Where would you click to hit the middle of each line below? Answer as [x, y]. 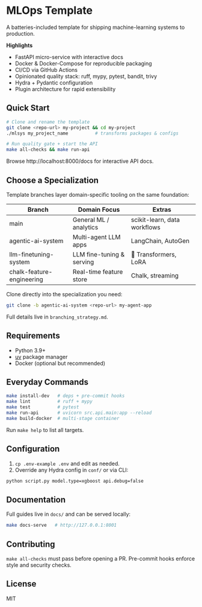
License [21, 584]
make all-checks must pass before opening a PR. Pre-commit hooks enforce [101, 558]
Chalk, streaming [155, 275]
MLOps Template [50, 11]
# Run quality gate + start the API [52, 144]
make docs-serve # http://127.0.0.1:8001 [62, 526]
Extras [162, 209]
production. [20, 33]
